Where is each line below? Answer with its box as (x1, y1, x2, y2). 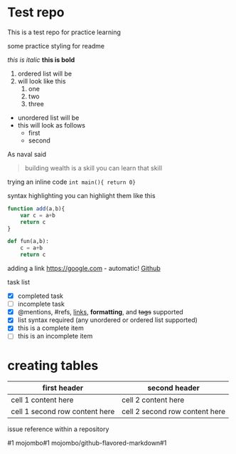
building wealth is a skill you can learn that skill (24, 163, 162, 172)
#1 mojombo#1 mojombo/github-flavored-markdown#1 (7, 439, 167, 448)
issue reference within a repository (7, 425, 109, 433)
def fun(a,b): (7, 238, 50, 245)
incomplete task (17, 300, 65, 309)
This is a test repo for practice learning (7, 28, 121, 36)
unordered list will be (17, 113, 80, 122)
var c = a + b (20, 212, 55, 219)
